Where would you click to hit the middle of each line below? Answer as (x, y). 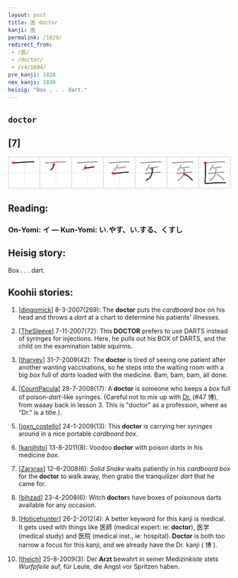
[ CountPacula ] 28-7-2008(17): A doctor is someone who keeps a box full (124, 388)
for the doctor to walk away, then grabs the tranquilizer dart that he (116, 476)
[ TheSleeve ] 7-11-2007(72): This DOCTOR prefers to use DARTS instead (123, 331)
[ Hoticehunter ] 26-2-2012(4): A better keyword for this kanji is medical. (122, 518)
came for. (32, 483)
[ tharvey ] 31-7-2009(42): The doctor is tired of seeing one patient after (122, 359)
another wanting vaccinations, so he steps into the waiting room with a (121, 367)
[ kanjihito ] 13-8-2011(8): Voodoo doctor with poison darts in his (111, 447)
